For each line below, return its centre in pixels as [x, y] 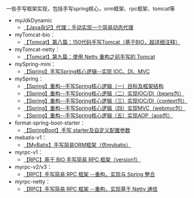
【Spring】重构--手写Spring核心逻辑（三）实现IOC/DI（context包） [105, 101]
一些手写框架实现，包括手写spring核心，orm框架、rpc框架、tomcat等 [91, 9]
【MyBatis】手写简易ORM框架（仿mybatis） [77, 145]
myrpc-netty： [32, 182]
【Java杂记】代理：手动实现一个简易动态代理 [78, 27]
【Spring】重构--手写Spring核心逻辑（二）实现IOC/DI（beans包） [104, 93]
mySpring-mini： [35, 64]
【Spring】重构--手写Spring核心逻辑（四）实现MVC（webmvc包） [104, 108]
